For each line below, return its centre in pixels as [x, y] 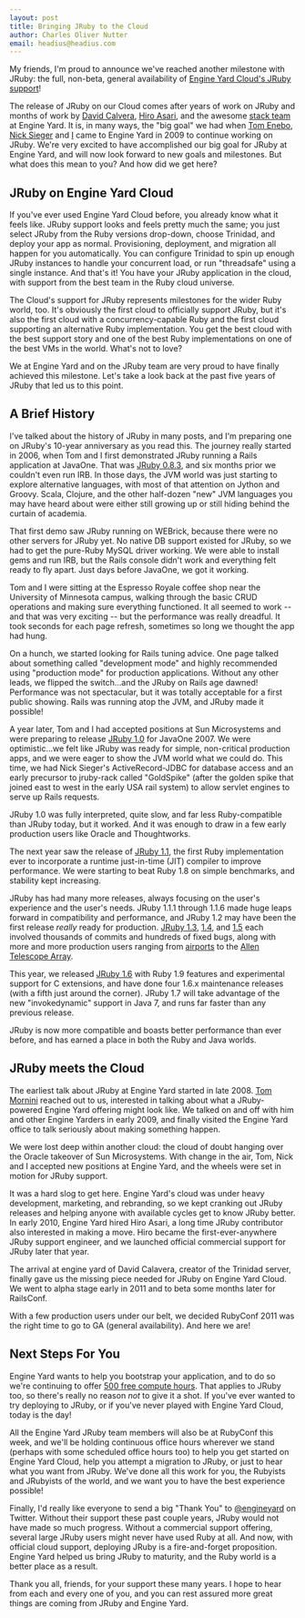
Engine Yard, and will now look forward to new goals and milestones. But [146, 155]
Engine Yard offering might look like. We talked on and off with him [169, 1109]
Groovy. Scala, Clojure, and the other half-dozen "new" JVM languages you [151, 494]
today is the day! [41, 1414]
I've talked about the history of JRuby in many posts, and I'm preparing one [151, 436]
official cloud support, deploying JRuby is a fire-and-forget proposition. [143, 1547]
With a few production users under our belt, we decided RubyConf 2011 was [152, 1316]
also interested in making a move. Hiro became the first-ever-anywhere [143, 1232]
